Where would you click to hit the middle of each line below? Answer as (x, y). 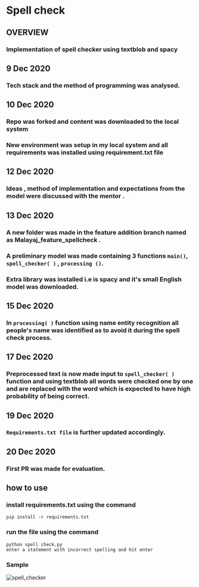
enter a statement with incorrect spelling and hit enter (80, 549)
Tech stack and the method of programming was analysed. (93, 85)
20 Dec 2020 (31, 452)
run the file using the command (52, 532)
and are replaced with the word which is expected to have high (98, 389)
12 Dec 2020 (30, 172)
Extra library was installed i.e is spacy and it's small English (94, 279)
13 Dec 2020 (30, 215)
